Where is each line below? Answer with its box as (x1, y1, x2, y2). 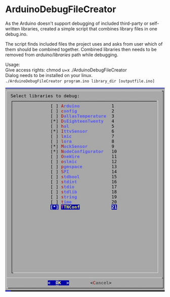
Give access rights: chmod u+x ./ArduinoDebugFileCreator (5, 67, 127, 73)
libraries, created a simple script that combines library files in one (21, 25, 158, 31)
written (5, 25, 20, 31)
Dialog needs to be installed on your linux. (5, 72, 93, 78)
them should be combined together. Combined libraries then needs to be (5, 46, 157, 52)
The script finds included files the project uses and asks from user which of (5, 41, 163, 47)
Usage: (5, 61, 20, 67)
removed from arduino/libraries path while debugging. (5, 52, 118, 58)
